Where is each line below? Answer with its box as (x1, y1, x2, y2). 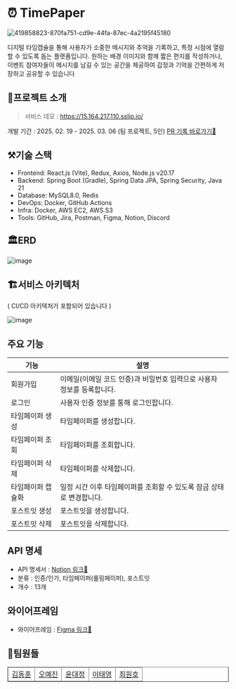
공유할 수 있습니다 (25, 69, 75, 78)
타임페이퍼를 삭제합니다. (60, 464, 136, 473)
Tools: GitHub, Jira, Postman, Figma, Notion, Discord (17, 213, 170, 222)
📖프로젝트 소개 (7, 92, 67, 104)
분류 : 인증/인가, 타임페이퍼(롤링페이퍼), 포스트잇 (17, 574, 150, 582)
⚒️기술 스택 (7, 150, 53, 162)
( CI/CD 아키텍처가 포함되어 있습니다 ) (7, 302, 112, 310)
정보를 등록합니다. (60, 385, 116, 394)
